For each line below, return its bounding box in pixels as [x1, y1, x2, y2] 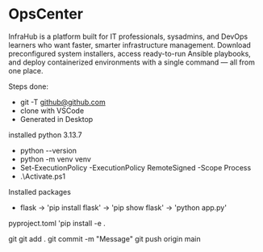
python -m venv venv [19, 154, 91, 164]
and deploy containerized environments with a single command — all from [8, 57, 256, 67]
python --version [19, 145, 77, 155]
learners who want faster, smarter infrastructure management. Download [8, 40, 252, 49]
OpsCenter [8, 5, 83, 23]
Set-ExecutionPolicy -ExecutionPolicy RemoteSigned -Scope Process [19, 162, 252, 172]
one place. [8, 65, 44, 75]
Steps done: [8, 82, 48, 91]
